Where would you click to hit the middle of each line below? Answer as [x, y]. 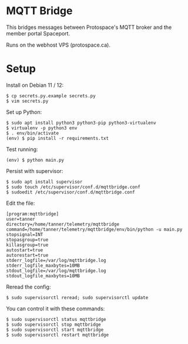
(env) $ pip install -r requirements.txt [58, 138]
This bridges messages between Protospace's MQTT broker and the [89, 27]
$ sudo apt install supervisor [44, 182]
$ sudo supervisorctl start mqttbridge [55, 330]
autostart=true [25, 250]
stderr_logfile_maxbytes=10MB [43, 266]
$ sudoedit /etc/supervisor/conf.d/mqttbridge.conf [70, 192]
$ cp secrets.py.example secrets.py [51, 96]
